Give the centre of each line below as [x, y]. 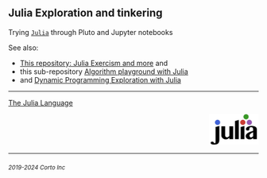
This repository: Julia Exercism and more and [94, 63]
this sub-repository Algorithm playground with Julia [104, 72]
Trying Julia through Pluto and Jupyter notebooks [91, 32]
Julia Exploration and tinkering [85, 13]
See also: [23, 48]
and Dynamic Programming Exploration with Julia [100, 79]
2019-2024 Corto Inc [37, 168]
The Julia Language [41, 103]
